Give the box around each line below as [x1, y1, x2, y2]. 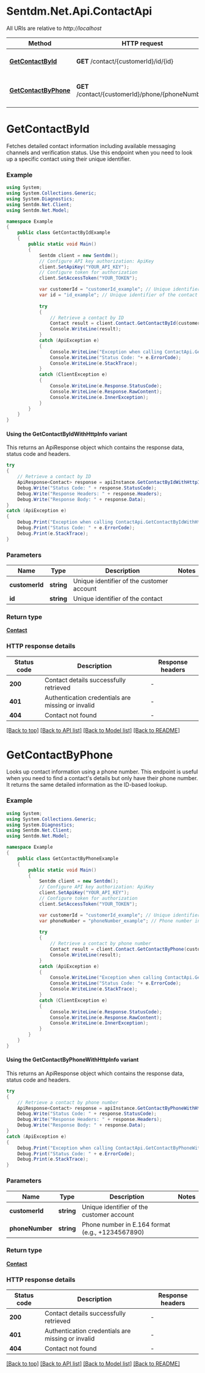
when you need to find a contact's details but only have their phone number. [6, 775, 198, 782]
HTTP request [121, 39, 164, 47]
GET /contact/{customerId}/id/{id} [76, 57, 174, 65]
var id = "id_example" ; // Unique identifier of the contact [38, 292, 198, 298]
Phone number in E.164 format [82, 1220, 171, 1229]
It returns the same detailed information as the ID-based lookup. [6, 781, 168, 789]
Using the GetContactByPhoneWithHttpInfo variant [6, 1056, 139, 1063]
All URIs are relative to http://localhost [6, 24, 102, 32]
